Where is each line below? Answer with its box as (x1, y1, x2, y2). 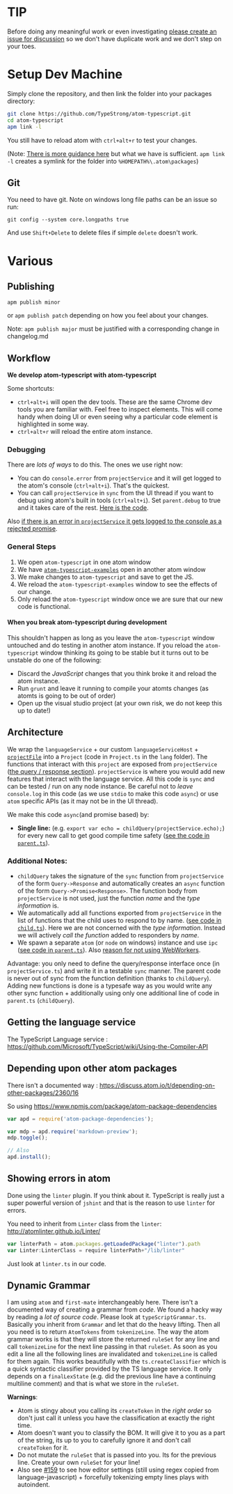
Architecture (7, 726, 64, 738)
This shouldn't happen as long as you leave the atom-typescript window (7, 633, 215, 641)
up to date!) (17, 706, 51, 715)
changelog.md (7, 332, 49, 341)
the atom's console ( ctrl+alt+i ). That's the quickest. (17, 481, 170, 490)
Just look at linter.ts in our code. (7, 1259, 106, 1268)
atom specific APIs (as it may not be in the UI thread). (7, 797, 159, 805)
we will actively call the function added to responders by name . (17, 931, 200, 940)
